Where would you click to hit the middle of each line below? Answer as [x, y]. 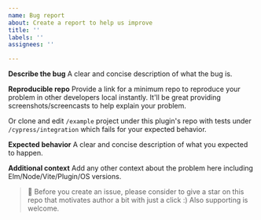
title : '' [24, 30]
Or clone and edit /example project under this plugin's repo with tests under [130, 121]
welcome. [43, 208]
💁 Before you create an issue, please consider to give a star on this [136, 192]
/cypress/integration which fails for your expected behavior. [107, 130]
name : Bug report [37, 15]
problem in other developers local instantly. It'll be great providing [115, 97]
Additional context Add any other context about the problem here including [131, 168]
